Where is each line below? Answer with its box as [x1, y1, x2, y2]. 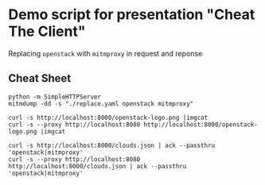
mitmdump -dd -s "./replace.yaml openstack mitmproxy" [8, 99, 194, 108]
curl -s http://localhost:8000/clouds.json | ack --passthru [8, 141, 216, 149]
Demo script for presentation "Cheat [8, 6, 255, 24]
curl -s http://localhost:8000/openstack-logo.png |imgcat [8, 114, 208, 121]
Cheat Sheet [8, 71, 72, 85]
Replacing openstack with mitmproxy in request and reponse [8, 48, 203, 58]
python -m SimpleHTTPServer [8, 93, 102, 101]
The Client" [8, 22, 86, 40]
